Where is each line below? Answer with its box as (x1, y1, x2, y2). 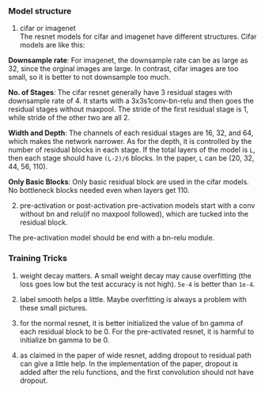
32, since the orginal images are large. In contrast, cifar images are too (8, 64, 239, 74)
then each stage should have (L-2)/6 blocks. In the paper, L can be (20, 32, (8, 153, 255, 163)
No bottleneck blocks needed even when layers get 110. (8, 186, 190, 195)
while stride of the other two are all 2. (8, 113, 131, 123)
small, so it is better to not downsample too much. (8, 73, 171, 82)
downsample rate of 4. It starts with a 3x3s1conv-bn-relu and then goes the (8, 96, 255, 106)
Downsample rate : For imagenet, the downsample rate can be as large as (8, 55, 248, 65)
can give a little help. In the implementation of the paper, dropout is (19, 358, 239, 368)
